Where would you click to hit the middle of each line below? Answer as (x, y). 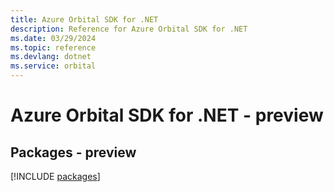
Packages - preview (73, 152)
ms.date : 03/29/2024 (53, 38)
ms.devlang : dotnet (51, 57)
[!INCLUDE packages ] (55, 176)
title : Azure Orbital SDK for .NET (84, 19)
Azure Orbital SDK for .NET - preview (167, 115)
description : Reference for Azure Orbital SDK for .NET (129, 29)
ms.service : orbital (53, 66)
